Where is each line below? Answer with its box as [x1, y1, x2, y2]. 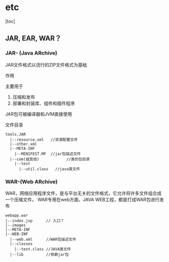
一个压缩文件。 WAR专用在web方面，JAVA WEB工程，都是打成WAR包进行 [5, 196, 160, 202]
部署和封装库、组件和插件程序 [12, 100, 75, 106]
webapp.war [5, 213, 28, 218]
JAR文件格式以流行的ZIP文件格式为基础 [5, 62, 87, 68]
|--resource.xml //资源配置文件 [10, 137, 78, 142]
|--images [5, 223, 26, 228]
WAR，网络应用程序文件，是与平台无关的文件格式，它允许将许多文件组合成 [5, 190, 162, 196]
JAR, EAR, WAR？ [5, 34, 62, 43]
